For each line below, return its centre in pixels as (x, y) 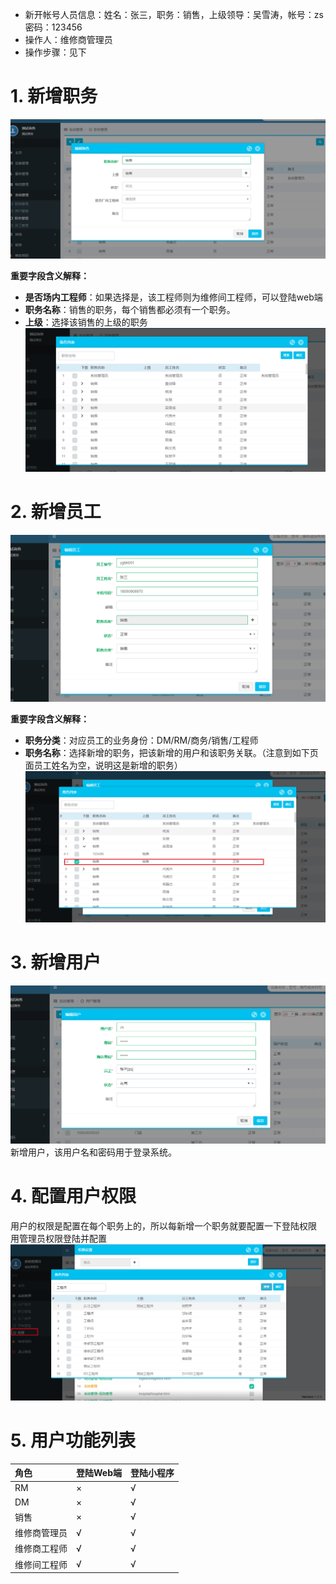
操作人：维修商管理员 (68, 39)
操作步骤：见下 (55, 52)
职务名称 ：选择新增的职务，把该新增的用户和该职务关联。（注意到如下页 (171, 752)
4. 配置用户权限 (73, 1196)
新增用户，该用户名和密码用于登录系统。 (93, 1152)
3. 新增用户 (56, 962)
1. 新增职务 (54, 96)
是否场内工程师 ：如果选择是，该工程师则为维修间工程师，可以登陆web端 (173, 297)
